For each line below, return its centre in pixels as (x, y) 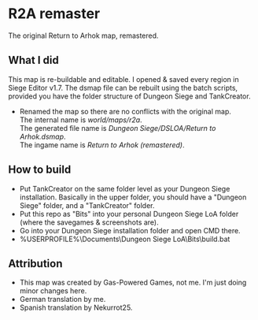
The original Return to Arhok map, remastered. (83, 35)
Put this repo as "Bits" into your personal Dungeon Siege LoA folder (129, 214)
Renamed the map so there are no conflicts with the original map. (125, 111)
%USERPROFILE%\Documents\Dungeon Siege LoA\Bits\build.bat (125, 239)
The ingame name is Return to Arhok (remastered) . (102, 145)
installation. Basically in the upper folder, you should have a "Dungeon (133, 197)
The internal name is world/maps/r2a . (81, 120)
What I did (33, 60)
